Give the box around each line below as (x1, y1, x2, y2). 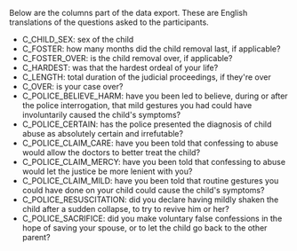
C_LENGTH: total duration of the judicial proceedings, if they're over (21, 72, 271, 82)
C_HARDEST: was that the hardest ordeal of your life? (21, 62, 219, 73)
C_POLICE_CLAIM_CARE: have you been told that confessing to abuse (21, 137, 278, 148)
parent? (21, 232, 51, 242)
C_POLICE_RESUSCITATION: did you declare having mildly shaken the (21, 194, 279, 205)
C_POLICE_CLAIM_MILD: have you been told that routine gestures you (21, 176, 279, 185)
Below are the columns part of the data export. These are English (9, 8, 248, 18)
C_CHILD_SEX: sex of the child (21, 35, 134, 44)
